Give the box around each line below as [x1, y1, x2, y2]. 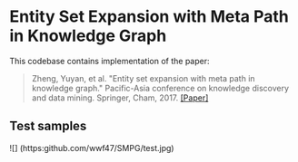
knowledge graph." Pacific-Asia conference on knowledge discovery [31, 82, 289, 93]
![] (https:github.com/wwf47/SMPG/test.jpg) [9, 142, 174, 153]
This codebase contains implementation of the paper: [9, 55, 211, 66]
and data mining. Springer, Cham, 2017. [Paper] [31, 92, 209, 103]
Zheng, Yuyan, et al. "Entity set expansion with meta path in [31, 72, 256, 83]
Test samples [9, 119, 87, 134]
